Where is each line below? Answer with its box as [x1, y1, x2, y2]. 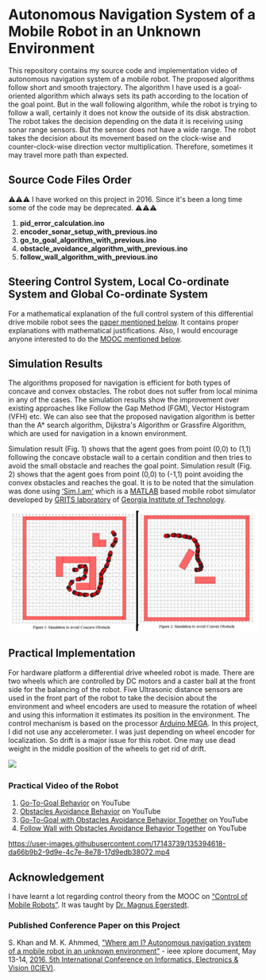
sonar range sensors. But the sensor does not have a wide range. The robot [8, 125, 256, 134]
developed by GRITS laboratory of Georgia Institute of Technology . [8, 495, 226, 504]
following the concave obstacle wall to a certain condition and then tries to [8, 453, 253, 462]
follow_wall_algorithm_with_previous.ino [19, 252, 159, 262]
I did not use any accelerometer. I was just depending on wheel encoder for [8, 726, 256, 737]
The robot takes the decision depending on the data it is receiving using [8, 116, 244, 126]
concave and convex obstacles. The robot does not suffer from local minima [8, 387, 258, 396]
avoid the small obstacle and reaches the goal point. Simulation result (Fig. [8, 461, 253, 471]
